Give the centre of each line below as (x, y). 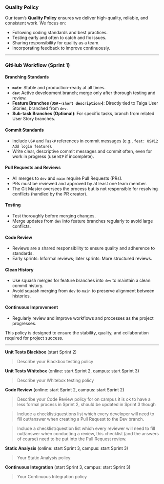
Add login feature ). (32, 146)
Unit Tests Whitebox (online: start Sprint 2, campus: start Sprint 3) (72, 371)
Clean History (19, 270)
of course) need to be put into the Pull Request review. (72, 439)
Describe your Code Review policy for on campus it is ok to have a (84, 399)
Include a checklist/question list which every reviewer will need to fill (86, 428)
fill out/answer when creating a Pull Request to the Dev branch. (80, 419)
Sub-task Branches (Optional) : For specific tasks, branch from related (83, 114)
